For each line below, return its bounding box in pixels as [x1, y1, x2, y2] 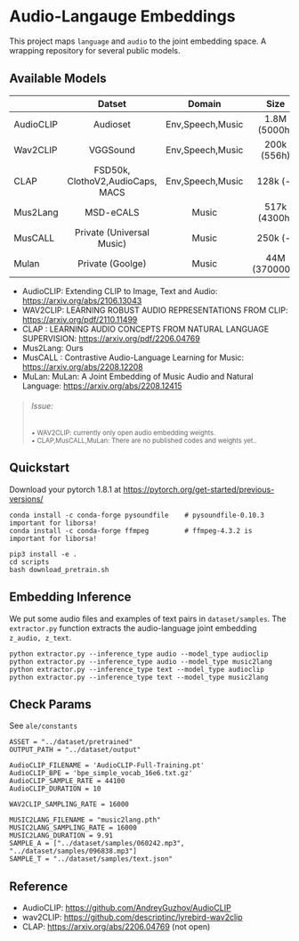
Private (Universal [74, 225, 149, 238]
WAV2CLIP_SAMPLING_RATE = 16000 [9, 800, 129, 809]
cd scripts [9, 557, 50, 567]
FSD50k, [93, 163, 131, 176]
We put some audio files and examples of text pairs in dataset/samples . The [9, 613, 287, 624]
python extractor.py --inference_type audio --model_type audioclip [9, 649, 269, 659]
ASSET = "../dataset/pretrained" [9, 738, 133, 747]
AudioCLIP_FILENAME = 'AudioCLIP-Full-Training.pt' [9, 761, 205, 770]
